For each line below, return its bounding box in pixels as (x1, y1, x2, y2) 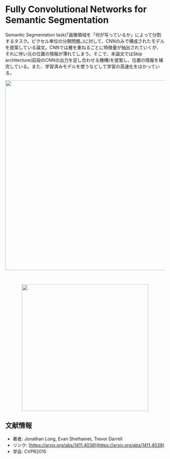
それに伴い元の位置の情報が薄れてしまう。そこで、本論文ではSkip (5, 51, 143, 57)
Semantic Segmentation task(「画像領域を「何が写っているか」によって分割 (5, 31, 161, 37)
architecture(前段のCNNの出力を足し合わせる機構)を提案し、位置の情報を (5, 57, 159, 63)
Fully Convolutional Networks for (5, 4, 147, 15)
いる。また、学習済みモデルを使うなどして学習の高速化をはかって (18, 63, 156, 69)
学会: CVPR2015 (12, 448, 47, 454)
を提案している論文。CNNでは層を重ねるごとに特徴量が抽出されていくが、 (5, 44, 161, 50)
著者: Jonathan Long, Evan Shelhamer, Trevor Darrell (12, 436, 123, 442)
